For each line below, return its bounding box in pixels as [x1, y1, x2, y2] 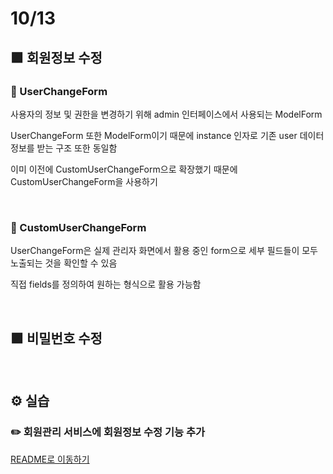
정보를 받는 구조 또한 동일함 [10, 142, 118, 154]
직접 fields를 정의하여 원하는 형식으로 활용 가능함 [10, 278, 202, 291]
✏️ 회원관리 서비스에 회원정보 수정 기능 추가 [10, 425, 206, 439]
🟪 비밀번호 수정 [10, 330, 103, 347]
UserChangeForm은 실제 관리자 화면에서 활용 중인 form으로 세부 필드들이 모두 [10, 245, 318, 257]
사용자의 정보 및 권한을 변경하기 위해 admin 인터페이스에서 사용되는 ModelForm [10, 108, 323, 120]
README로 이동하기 [10, 453, 90, 465]
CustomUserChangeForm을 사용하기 [10, 175, 158, 187]
